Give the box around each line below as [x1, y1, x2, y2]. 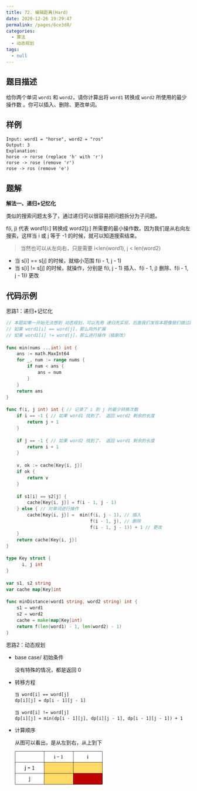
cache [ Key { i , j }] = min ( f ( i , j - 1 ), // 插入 [27, 512, 141, 518]
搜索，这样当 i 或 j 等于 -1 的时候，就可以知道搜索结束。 [6, 232, 140, 239]
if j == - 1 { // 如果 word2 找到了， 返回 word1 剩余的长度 [16, 438, 155, 444]
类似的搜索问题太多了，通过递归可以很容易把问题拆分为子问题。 [6, 212, 160, 220]
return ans [16, 388, 43, 394]
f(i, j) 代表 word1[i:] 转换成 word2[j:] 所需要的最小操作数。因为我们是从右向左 [6, 225, 191, 232]
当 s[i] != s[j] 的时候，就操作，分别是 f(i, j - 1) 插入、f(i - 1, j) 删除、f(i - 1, [14, 264, 189, 272]
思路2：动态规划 [6, 641, 46, 648]
